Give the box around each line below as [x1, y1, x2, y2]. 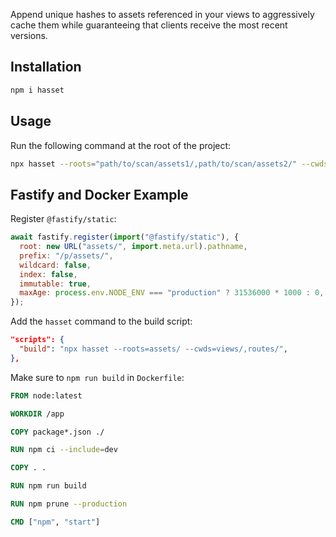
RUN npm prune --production [10, 499, 128, 509]
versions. [10, 30, 48, 41]
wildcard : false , [19, 260, 92, 270]
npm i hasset [10, 85, 65, 95]
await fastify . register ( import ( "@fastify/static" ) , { [10, 232, 240, 243]
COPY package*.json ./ [10, 427, 105, 437]
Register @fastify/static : [10, 213, 117, 225]
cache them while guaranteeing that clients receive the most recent [10, 19, 288, 31]
